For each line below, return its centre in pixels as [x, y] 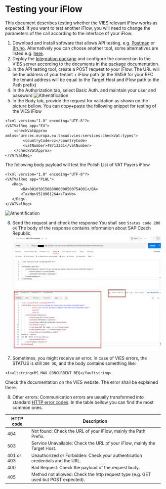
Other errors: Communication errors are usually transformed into [78, 397]
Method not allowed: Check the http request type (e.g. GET [91, 474]
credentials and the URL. [56, 460]
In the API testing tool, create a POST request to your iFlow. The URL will [86, 69]
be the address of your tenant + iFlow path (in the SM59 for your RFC [83, 74]
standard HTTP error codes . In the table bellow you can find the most [83, 402]
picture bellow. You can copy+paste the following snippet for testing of [84, 106]
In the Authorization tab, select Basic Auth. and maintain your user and [84, 90]
